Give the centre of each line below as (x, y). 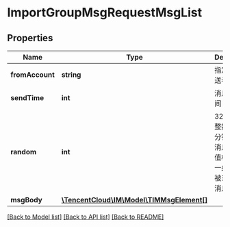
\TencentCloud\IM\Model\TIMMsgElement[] (135, 200)
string (71, 75)
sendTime (27, 98)
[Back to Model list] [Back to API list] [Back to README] (86, 217)
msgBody (26, 200)
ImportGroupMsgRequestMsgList (105, 13)
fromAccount (33, 75)
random (24, 152)
